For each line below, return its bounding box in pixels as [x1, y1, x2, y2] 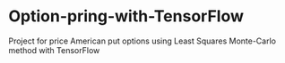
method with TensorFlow [8, 44, 100, 55]
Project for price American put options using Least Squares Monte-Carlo [8, 35, 277, 46]
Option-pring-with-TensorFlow [8, 6, 244, 27]
